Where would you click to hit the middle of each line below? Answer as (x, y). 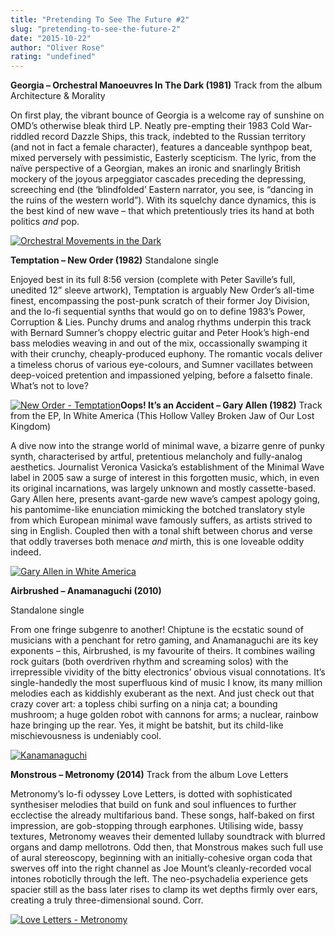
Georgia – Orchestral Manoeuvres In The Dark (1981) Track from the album (166, 85)
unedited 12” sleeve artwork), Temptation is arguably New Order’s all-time (162, 290)
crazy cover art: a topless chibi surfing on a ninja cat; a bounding (144, 704)
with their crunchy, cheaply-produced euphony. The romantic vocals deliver (166, 354)
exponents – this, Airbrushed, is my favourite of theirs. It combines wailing (163, 651)
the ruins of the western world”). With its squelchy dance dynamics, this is (163, 200)
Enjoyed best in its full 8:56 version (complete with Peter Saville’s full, (153, 280)
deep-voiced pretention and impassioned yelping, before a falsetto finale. (161, 375)
